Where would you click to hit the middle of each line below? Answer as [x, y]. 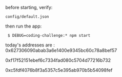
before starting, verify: [29, 7]
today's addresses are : [30, 45]
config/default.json [27, 17]
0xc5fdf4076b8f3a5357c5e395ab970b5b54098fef [59, 70]
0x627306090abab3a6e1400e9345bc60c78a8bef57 [61, 50]
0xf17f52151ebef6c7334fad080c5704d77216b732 [58, 60]
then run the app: [24, 26]
